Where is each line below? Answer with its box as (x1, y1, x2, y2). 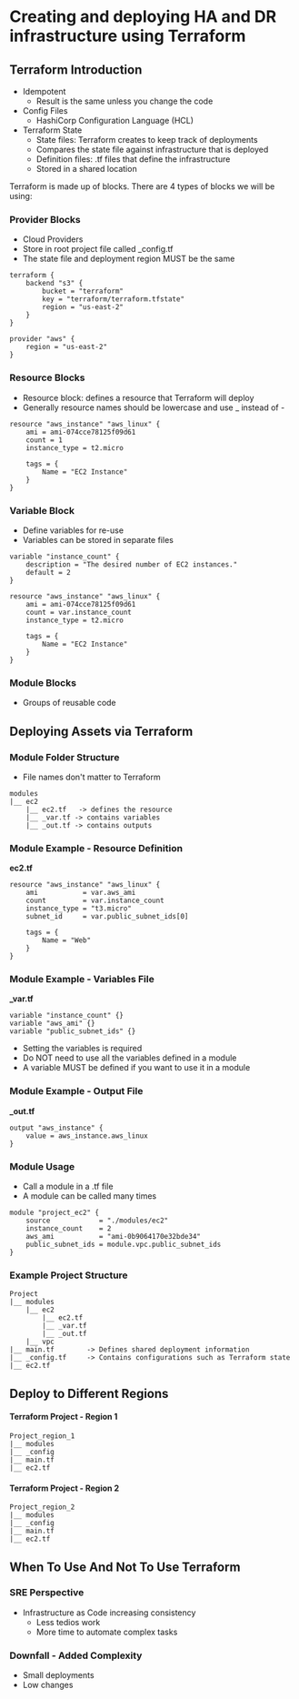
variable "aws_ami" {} (9, 1019, 95, 1029)
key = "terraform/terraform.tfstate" (42, 295, 184, 304)
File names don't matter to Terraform (22, 771, 161, 782)
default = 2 (25, 568, 71, 577)
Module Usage (9, 1160, 75, 1172)
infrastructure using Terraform (9, 25, 246, 46)
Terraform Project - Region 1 (9, 1412, 118, 1423)
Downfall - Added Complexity (9, 1649, 143, 1662)
